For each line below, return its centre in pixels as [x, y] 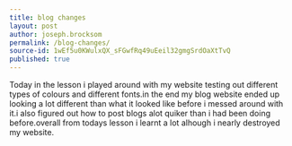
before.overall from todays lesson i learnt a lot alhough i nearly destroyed [145, 123]
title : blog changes [48, 17]
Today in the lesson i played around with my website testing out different [144, 85]
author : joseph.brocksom [56, 34]
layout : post [34, 26]
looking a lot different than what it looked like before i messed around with [146, 103]
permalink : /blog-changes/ [60, 43]
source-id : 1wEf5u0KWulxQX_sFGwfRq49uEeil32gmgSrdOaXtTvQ [120, 51]
